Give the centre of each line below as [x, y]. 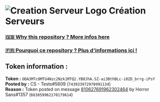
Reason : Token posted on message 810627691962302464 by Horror [77, 89]
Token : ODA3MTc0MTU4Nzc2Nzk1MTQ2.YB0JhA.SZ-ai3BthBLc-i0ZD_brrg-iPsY [80, 78]
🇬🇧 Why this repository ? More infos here [57, 37]
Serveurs [25, 21]
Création [127, 11]
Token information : [36, 67]
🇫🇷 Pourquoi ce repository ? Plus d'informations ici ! [71, 50]
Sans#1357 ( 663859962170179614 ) [39, 94]
